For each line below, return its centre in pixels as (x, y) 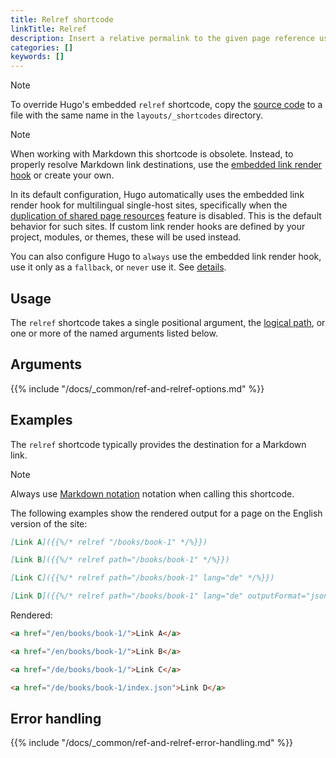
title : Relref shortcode (62, 19)
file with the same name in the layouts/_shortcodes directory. (137, 115)
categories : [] (42, 47)
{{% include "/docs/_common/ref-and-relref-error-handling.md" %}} (152, 743)
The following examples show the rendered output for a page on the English (166, 513)
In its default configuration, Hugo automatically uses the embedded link (157, 195)
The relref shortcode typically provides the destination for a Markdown (158, 444)
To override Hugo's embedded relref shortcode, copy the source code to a (166, 105)
